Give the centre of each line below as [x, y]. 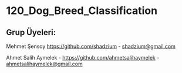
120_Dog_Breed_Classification [82, 11]
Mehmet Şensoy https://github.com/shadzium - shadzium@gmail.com [91, 46]
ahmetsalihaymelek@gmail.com [45, 64]
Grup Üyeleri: [31, 32]
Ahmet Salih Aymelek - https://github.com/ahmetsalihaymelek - [83, 58]
